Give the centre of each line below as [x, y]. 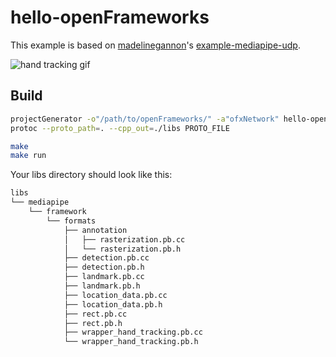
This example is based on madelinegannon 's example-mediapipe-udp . [155, 45]
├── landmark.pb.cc [104, 277]
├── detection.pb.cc [106, 258]
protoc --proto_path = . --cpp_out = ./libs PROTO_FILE [120, 128]
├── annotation [95, 230]
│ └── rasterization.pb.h [122, 249]
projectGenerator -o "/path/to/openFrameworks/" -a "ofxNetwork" [145, 119]
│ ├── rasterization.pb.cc [124, 239]
